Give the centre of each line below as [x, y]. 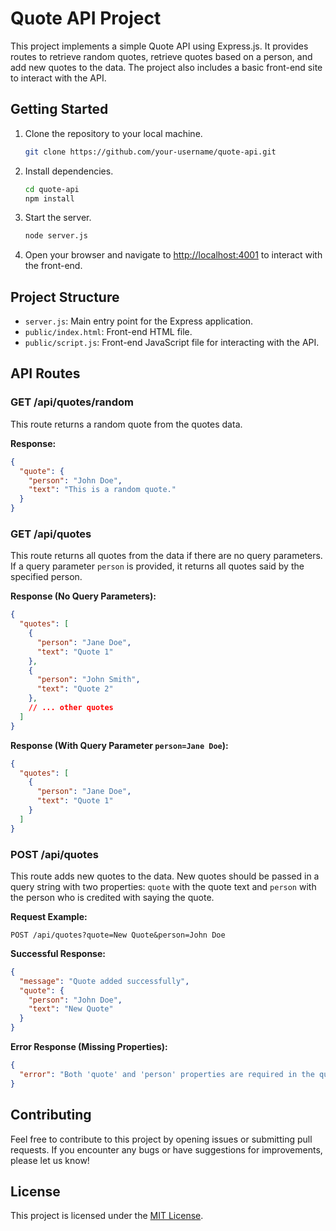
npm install [49, 198]
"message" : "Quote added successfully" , [104, 981]
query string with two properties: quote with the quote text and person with [163, 886]
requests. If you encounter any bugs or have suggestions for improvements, [166, 1149]
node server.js [56, 236]
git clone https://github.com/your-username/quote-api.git [150, 152]
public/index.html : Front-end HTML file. [108, 332]
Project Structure [65, 297]
